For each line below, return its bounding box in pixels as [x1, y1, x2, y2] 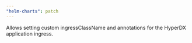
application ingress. [6, 30, 54, 37]
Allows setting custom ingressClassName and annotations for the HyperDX [6, 24, 187, 31]
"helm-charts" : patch [6, 8, 59, 14]
